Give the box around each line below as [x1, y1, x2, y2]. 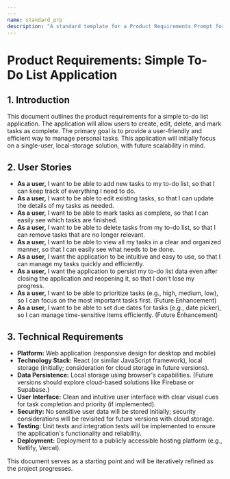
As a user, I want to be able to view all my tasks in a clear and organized [16, 238, 221, 246]
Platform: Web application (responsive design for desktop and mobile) [16, 349, 216, 357]
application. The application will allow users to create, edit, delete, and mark [7, 119, 222, 128]
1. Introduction [7, 94, 70, 106]
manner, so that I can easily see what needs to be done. [16, 245, 175, 254]
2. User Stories [7, 161, 72, 173]
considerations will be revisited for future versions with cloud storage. [16, 414, 214, 423]
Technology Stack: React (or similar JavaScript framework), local [16, 356, 203, 364]
